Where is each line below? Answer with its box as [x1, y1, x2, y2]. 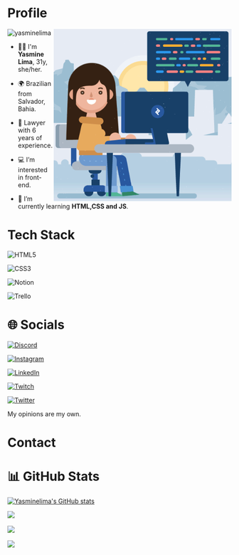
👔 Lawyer [17, 118, 46, 127]
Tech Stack [7, 227, 75, 243]
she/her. [17, 65, 43, 73]
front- [24, 173, 43, 181]
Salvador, [17, 97, 46, 105]
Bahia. [17, 105, 37, 113]
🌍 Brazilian [17, 79, 52, 88]
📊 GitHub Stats [7, 468, 100, 485]
